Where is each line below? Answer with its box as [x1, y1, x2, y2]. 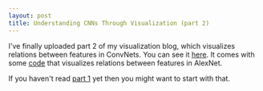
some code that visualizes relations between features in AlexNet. [8, 57, 223, 68]
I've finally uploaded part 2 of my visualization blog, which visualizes [8, 41, 235, 50]
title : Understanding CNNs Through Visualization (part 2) [8, 19, 210, 27]
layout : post [8, 11, 52, 20]
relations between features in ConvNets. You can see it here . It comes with [8, 49, 255, 59]
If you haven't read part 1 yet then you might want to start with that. [8, 73, 231, 83]
